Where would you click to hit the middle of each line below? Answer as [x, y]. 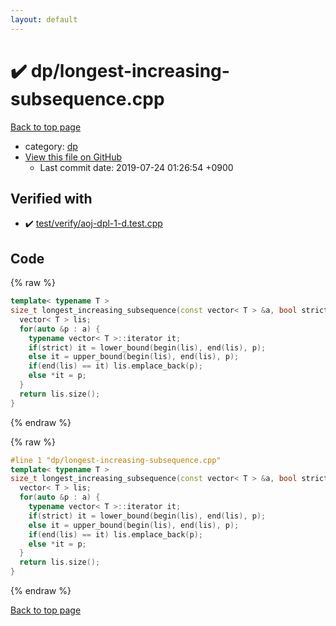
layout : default [44, 19]
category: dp [51, 146]
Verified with [51, 198]
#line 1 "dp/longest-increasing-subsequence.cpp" [116, 460]
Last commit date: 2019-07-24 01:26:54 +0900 [136, 167]
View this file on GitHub [73, 157]
